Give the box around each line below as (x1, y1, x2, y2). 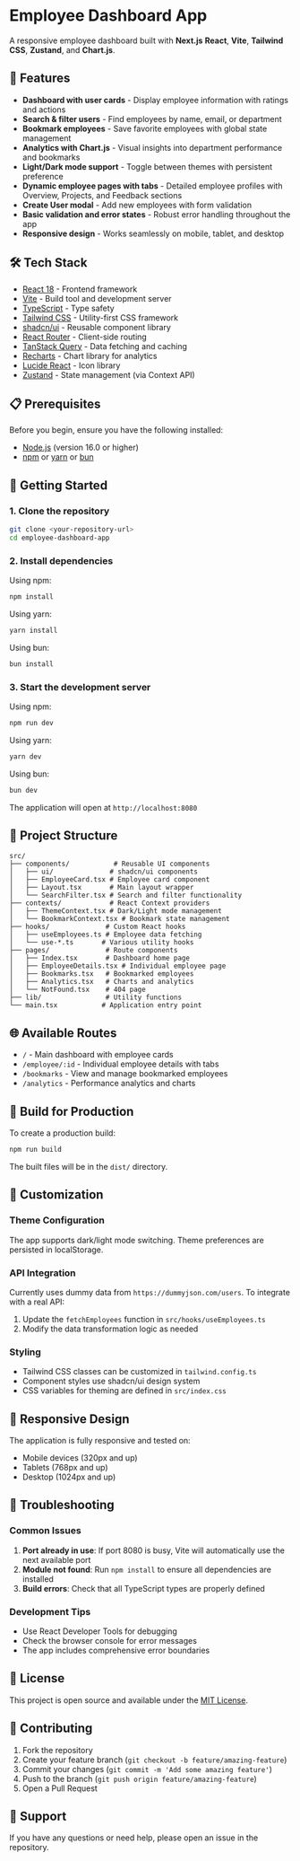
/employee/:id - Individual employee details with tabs (21, 1058, 219, 1069)
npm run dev (9, 719, 54, 728)
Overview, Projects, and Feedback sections (21, 189, 183, 200)
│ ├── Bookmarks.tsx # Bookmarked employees (9, 970, 194, 979)
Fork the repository (21, 1744, 94, 1755)
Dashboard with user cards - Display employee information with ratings (21, 94, 289, 105)
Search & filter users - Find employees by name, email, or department (21, 113, 282, 124)
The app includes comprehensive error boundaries (21, 1645, 210, 1656)
